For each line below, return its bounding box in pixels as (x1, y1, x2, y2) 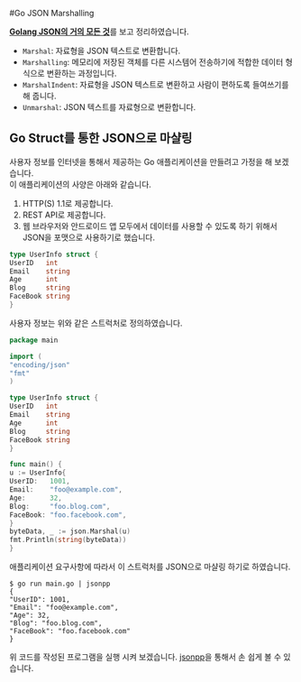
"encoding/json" (9, 360, 70, 369)
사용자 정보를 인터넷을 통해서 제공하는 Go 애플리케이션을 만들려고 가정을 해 (9, 156, 273, 167)
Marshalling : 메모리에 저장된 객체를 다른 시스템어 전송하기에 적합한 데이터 (22, 57, 284, 67)
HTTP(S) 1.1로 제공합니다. (22, 198, 114, 208)
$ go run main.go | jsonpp (9, 579, 111, 589)
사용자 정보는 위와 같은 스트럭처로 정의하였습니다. (9, 318, 183, 328)
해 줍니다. (22, 90, 57, 101)
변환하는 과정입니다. (46, 68, 117, 78)
